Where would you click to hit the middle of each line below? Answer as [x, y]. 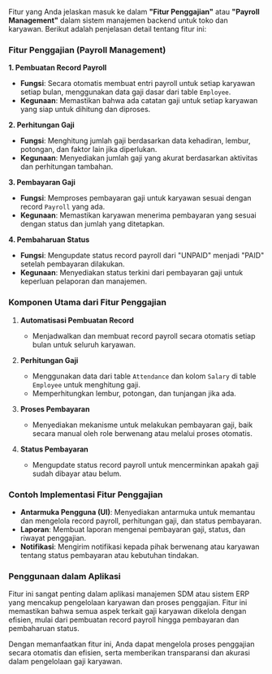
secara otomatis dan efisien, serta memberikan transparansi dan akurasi [129, 653]
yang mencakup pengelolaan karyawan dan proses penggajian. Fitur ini [128, 603]
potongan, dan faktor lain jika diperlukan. [89, 149]
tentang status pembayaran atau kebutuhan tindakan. [110, 555]
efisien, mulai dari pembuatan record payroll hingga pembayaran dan [124, 620]
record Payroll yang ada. [63, 207]
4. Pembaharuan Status [49, 240]
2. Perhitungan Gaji [41, 125]
